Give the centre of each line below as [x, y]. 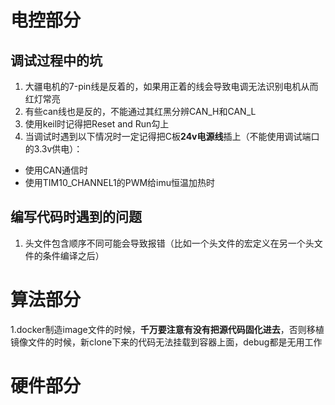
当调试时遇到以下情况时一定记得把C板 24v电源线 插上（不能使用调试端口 [172, 136]
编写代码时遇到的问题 [76, 217]
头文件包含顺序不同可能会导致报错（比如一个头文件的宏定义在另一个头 [169, 243]
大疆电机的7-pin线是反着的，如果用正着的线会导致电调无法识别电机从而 [171, 86]
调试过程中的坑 [56, 60]
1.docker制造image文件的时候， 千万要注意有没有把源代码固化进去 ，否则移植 [167, 329]
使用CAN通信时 [56, 170]
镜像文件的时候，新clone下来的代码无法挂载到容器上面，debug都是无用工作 [166, 342]
